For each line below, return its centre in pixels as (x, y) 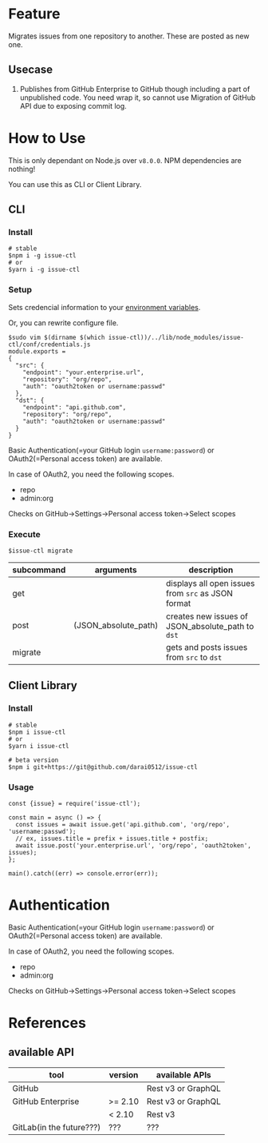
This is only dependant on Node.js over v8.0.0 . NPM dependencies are (125, 160)
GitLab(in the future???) (57, 1127)
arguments (116, 570)
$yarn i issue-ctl (39, 746)
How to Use (47, 138)
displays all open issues (211, 583)
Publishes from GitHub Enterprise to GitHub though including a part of (135, 89)
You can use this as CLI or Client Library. (75, 184)
